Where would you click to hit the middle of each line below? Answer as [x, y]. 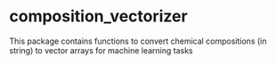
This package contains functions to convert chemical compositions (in [138, 41]
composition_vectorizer [99, 16]
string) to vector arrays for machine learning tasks [101, 50]
